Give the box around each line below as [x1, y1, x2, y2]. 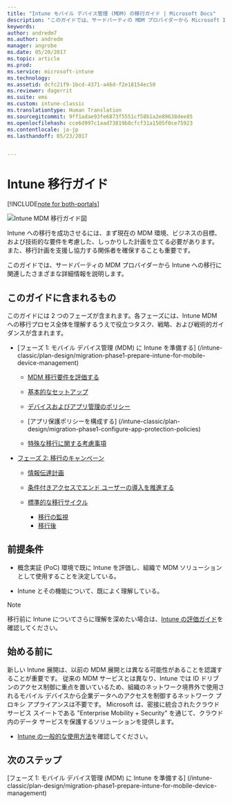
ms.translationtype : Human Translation [7, 107, 122, 114]
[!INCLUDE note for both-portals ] [7, 200, 100, 208]
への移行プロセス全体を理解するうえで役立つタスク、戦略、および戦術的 [7, 320, 213, 328]
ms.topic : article [7, 55, 60, 62]
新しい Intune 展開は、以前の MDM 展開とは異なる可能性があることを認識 [7, 665, 217, 674]
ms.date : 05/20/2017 [7, 49, 67, 56]
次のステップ [7, 754, 62, 766]
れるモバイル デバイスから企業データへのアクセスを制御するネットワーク [7, 691, 214, 699]
